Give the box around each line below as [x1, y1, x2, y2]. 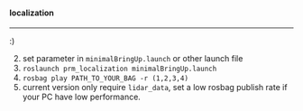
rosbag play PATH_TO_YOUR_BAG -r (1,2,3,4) [22, 74, 189, 83]
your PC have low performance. [22, 91, 142, 103]
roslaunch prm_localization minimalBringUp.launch [22, 64, 217, 74]
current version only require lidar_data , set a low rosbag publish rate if [22, 82, 288, 93]
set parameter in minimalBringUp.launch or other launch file [22, 53, 243, 64]
